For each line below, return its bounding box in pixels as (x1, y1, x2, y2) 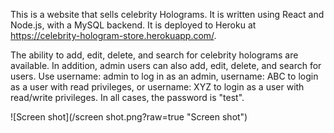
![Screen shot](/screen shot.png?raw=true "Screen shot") (10, 111, 248, 123)
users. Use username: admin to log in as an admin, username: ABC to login (10, 70, 319, 82)
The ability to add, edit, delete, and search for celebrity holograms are (10, 49, 299, 61)
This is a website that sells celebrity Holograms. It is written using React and (10, 9, 325, 20)
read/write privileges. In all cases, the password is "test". (10, 92, 245, 103)
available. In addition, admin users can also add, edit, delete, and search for (10, 60, 322, 71)
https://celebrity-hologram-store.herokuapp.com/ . (10, 30, 217, 41)
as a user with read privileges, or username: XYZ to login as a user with (10, 81, 305, 93)
